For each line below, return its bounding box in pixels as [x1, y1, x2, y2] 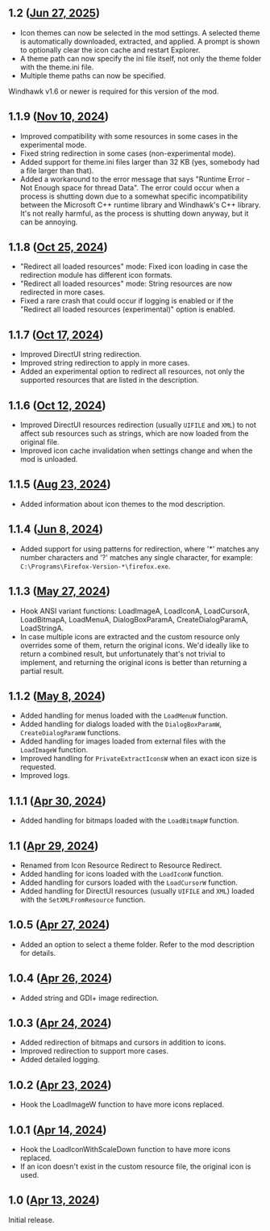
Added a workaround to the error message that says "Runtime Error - [19, 174, 250, 184]
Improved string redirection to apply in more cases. [19, 358, 190, 368]
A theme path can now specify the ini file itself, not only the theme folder [19, 53, 262, 63]
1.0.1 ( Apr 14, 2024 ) [8, 1123, 107, 1137]
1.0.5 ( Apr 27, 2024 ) [8, 918, 110, 932]
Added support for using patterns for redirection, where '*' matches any [19, 544, 260, 554]
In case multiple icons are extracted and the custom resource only [19, 631, 240, 641]
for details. [19, 948, 56, 957]
